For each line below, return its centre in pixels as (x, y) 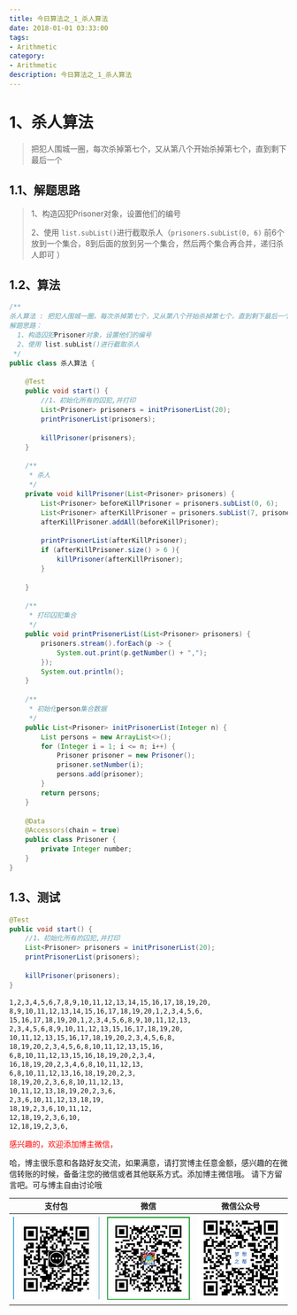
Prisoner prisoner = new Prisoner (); (126, 756)
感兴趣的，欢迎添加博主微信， (63, 1144)
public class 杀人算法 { (52, 363)
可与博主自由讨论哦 (67, 1185)
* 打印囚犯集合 (53, 616)
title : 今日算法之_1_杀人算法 (59, 19)
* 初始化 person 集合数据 (68, 709)
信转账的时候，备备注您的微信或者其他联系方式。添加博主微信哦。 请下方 (142, 1173)
